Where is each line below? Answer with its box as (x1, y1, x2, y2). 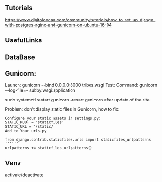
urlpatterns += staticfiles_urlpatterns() (5, 146, 92, 151)
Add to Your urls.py (5, 129, 47, 134)
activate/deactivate (5, 172, 44, 178)
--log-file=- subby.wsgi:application (5, 87, 75, 93)
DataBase (5, 53, 35, 61)
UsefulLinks (5, 36, 42, 44)
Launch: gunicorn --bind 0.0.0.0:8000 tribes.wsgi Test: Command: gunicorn (5, 82, 158, 88)
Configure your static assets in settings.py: (5, 116, 101, 121)
